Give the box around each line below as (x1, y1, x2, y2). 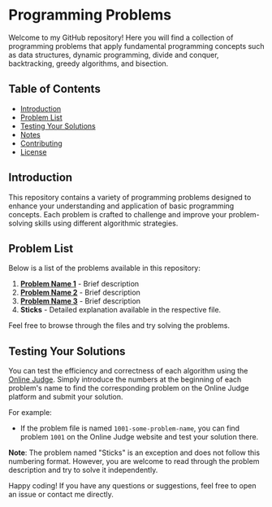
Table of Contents (8, 82, 101, 96)
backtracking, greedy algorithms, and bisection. (8, 59, 169, 68)
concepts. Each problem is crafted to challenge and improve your (8, 209, 227, 219)
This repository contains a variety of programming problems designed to (8, 192, 252, 202)
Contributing (19, 138, 63, 148)
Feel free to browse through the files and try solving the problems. (8, 321, 230, 330)
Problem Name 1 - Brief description (19, 279, 140, 289)
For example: (8, 408, 53, 417)
